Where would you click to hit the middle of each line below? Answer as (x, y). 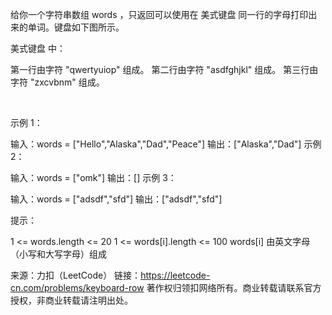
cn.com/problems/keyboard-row (77, 287)
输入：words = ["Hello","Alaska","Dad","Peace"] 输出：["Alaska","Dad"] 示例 (166, 144)
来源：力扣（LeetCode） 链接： (76, 275)
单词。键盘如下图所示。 (76, 27)
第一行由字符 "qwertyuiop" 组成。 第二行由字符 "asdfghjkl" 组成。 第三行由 (164, 69)
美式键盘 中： (38, 48)
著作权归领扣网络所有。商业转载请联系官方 (234, 287)
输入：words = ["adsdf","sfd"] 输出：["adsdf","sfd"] (116, 199)
